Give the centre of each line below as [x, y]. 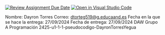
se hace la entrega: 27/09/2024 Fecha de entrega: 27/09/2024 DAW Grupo [82, 22]
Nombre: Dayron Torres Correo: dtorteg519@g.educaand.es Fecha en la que [83, 17]
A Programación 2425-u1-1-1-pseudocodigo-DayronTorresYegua [71, 27]
